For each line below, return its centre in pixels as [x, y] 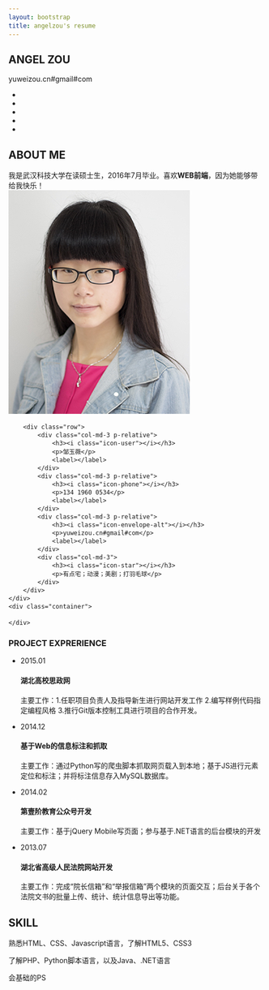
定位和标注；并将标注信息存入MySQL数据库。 [96, 776]
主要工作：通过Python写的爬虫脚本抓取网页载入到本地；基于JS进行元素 [139, 765]
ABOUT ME [37, 155]
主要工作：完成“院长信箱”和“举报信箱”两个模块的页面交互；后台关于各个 [140, 887]
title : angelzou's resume [52, 26]
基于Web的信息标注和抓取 [64, 746]
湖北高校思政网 [45, 681]
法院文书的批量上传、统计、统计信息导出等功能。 [102, 897]
